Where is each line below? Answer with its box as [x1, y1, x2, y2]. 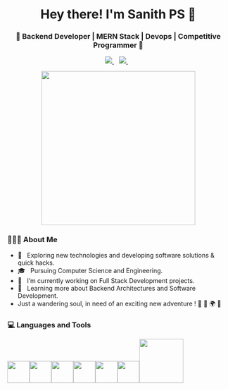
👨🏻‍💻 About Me [7, 235, 58, 245]
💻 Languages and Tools [7, 320, 91, 329]
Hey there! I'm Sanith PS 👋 [40, 6, 196, 23]
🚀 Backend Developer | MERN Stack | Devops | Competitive [15, 32, 222, 42]
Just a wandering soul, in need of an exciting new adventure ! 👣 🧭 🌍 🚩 [17, 299, 222, 308]
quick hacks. [17, 258, 55, 267]
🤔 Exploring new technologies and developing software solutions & [17, 251, 215, 259]
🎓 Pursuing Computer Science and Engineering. [17, 266, 163, 275]
